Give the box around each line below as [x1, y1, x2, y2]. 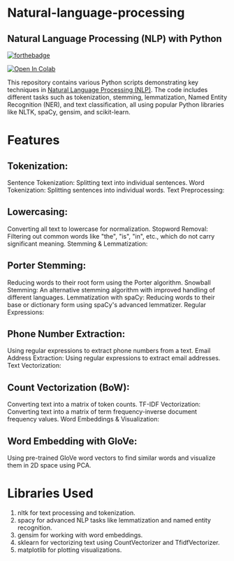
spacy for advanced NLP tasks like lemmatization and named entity [17, 516, 212, 524]
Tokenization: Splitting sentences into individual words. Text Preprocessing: [7, 186, 225, 194]
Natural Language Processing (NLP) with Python [7, 33, 222, 45]
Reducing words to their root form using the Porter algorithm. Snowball [7, 278, 211, 287]
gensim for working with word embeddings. [17, 531, 143, 539]
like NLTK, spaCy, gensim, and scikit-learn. [7, 108, 131, 116]
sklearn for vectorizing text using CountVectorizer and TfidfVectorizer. [17, 539, 220, 546]
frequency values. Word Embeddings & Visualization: [7, 415, 159, 424]
